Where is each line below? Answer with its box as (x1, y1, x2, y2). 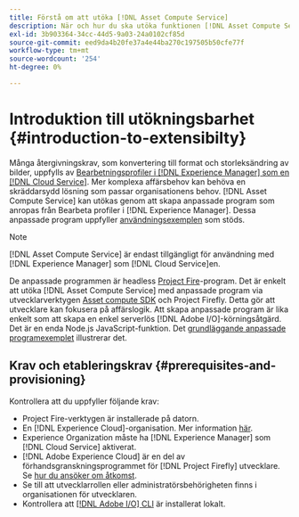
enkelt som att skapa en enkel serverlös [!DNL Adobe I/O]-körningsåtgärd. (9, 313, 282, 324)
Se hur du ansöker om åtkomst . (21, 470, 138, 480)
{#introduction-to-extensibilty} (9, 128, 247, 148)
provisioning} (9, 372, 86, 388)
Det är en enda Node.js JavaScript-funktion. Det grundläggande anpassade (9, 323, 287, 333)
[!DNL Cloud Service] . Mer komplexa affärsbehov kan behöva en (9, 176, 246, 187)
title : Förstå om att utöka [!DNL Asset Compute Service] (9, 12, 229, 22)
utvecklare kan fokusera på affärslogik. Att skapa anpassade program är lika (9, 304, 289, 315)
